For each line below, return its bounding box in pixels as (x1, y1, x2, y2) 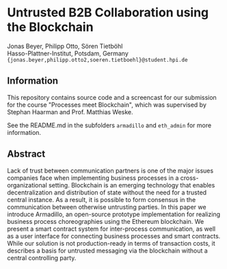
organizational (7, 181, 48, 189)
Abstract (7, 149, 46, 160)
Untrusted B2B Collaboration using (7, 5, 209, 21)
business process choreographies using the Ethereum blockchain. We (7, 217, 204, 225)
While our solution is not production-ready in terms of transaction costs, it (7, 239, 215, 247)
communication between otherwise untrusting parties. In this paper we (7, 203, 206, 211)
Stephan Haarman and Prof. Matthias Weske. (7, 107, 133, 116)
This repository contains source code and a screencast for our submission (7, 93, 217, 101)
